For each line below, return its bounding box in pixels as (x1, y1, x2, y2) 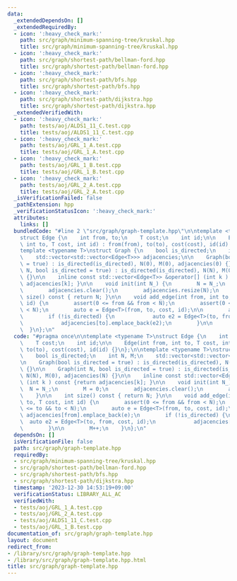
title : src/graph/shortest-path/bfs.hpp (20, 83, 140, 90)
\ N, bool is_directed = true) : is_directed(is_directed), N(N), (20, 267, 219, 274)
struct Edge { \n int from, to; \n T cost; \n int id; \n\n (20, 234, 217, 241)
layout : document (7, 536, 59, 543)
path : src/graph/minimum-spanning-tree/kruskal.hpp (20, 37, 175, 44)
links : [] (20, 221, 49, 228)
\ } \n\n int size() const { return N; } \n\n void (20, 392, 197, 399)
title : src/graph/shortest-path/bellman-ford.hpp (20, 63, 169, 70)
